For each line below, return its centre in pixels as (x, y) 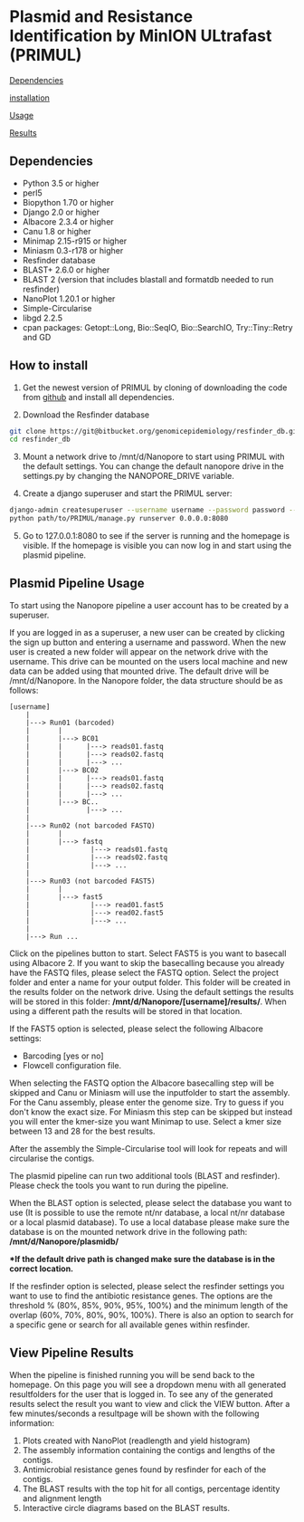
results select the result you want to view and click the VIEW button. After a (150, 1403)
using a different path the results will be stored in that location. (126, 1010)
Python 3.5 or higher (61, 183)
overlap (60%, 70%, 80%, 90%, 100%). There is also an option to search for (152, 1315)
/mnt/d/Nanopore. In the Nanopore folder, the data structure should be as (146, 680)
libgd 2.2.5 (43, 318)
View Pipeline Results (71, 1353)
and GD (37, 337)
